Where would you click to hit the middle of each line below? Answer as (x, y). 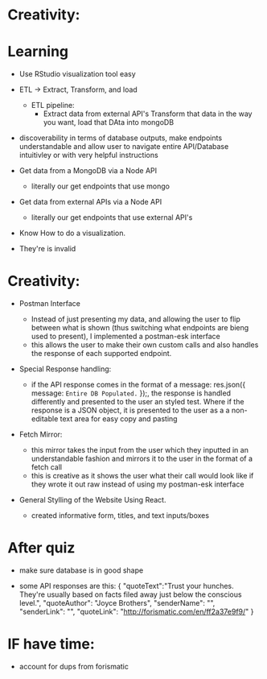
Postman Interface (50, 304)
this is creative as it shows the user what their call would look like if (142, 476)
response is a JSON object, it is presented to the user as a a (130, 410)
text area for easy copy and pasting (119, 419)
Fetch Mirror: (41, 435)
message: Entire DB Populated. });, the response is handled (131, 393)
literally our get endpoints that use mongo (101, 186)
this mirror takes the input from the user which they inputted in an (140, 450)
